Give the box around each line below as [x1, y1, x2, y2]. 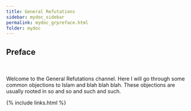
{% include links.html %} [6, 99, 66, 106]
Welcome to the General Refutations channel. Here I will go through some [6, 75, 185, 83]
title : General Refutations [6, 8, 76, 15]
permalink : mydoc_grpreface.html [6, 19, 89, 25]
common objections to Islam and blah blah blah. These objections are [6, 81, 176, 89]
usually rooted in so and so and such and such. [6, 88, 121, 95]
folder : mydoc [6, 25, 41, 31]
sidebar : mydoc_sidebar [6, 14, 65, 20]
